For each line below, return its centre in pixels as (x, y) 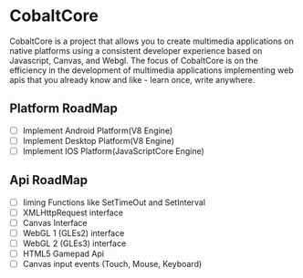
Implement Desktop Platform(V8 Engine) (99, 140)
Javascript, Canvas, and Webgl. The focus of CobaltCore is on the (134, 60)
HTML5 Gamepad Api (63, 254)
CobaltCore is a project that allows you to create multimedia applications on (151, 41)
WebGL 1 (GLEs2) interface (73, 232)
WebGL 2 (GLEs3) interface (74, 243)
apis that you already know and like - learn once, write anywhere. (132, 79)
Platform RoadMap (64, 109)
